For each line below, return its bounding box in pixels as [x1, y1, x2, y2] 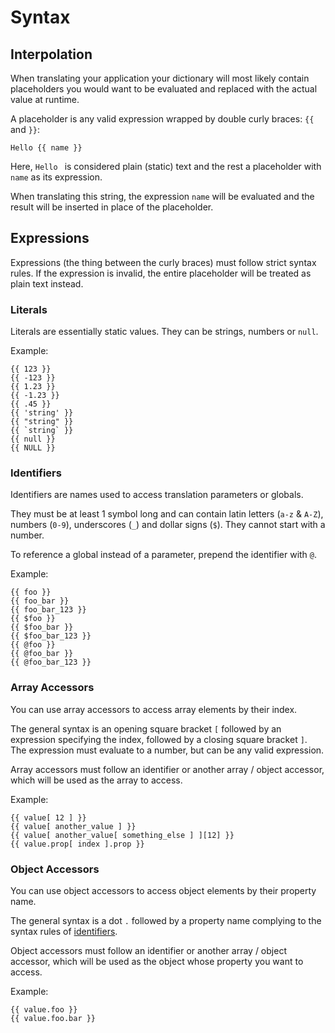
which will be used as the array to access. [10, 774, 183, 786]
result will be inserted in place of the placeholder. [10, 201, 214, 213]
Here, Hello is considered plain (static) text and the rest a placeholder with [10, 161, 322, 172]
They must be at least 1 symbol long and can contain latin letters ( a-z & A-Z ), [10, 508, 324, 520]
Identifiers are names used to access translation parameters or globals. [10, 489, 304, 501]
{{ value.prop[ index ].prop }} [10, 839, 145, 849]
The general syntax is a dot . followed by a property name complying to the [10, 915, 322, 926]
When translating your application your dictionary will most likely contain [10, 72, 310, 84]
